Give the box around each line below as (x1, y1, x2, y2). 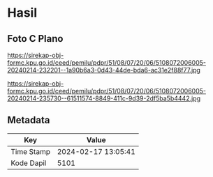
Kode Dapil (10, 158, 47, 168)
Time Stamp (10, 146, 51, 156)
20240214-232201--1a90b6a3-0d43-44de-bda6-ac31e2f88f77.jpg (7, 66, 201, 74)
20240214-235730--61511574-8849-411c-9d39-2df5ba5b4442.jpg (7, 94, 201, 102)
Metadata (7, 114, 50, 126)
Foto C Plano (7, 33, 64, 45)
